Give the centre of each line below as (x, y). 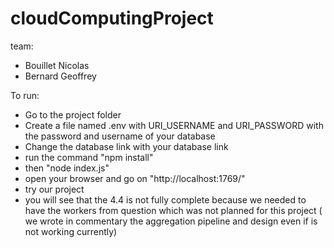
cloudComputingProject (112, 18)
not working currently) (71, 231)
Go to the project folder (73, 114)
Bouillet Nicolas (57, 65)
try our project (54, 189)
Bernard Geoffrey (60, 76)
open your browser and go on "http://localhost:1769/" (135, 178)
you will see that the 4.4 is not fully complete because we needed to (165, 199)
